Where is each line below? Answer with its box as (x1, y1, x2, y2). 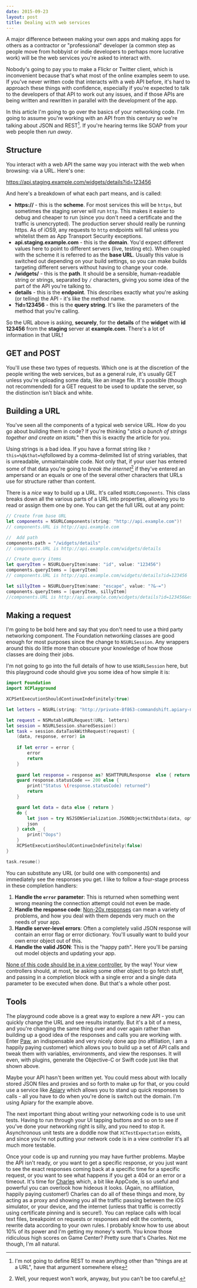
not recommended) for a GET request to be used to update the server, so (6, 383, 183, 390)
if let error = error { (16, 745, 75, 750)
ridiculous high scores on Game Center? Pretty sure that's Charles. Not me (6, 1234, 186, 1241)
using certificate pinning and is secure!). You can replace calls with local (6, 1209, 181, 1216)
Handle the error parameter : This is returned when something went (14, 893, 179, 900)
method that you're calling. (14, 307, 80, 315)
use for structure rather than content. (6, 478, 96, 485)
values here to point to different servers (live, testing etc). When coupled (14, 245, 191, 252)
